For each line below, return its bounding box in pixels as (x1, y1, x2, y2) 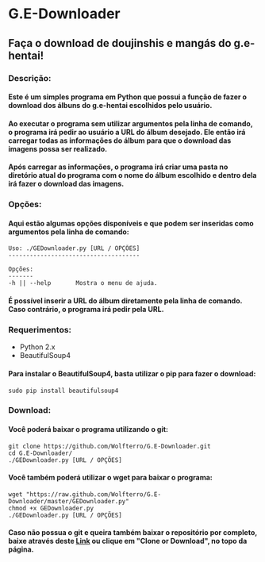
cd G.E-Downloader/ (8, 449, 73, 457)
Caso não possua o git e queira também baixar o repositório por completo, (8, 528, 258, 537)
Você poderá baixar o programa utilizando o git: (8, 425, 169, 434)
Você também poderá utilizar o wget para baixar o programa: (8, 473, 213, 483)
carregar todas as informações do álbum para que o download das (8, 136, 232, 145)
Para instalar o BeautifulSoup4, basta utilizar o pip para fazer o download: (8, 368, 256, 378)
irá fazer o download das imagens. (8, 179, 125, 189)
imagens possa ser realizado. (8, 144, 108, 153)
